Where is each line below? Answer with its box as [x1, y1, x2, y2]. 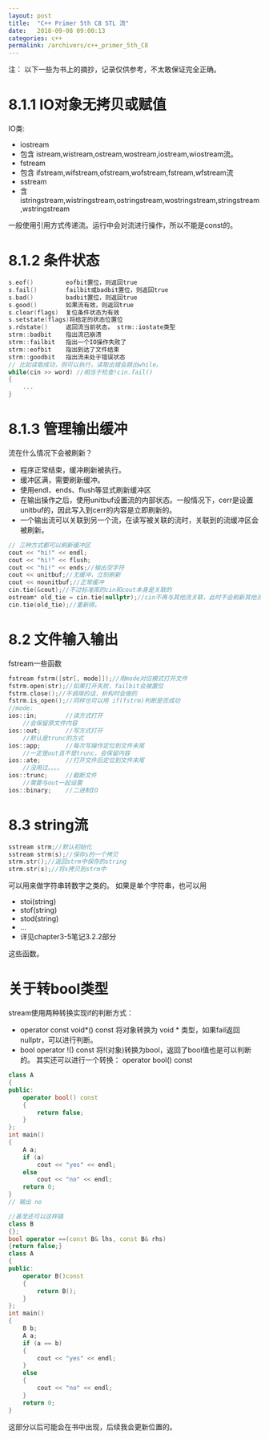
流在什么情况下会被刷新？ [8, 448, 93, 457]
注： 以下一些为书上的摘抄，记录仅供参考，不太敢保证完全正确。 [8, 65, 221, 75]
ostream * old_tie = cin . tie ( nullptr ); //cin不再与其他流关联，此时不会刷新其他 [8, 594, 257, 602]
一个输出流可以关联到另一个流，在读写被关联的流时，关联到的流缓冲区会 [19, 515, 259, 525]
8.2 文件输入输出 [8, 630, 118, 648]
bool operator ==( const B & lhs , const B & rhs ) [8, 1234, 167, 1243]
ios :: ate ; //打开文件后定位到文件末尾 [8, 756, 145, 764]
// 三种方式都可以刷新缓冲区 [8, 541, 91, 549]
